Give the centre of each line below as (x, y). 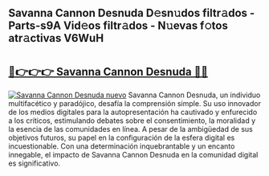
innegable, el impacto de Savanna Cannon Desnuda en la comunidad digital (133, 155)
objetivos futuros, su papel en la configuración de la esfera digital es (122, 137)
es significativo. (35, 163)
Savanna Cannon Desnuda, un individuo (194, 95)
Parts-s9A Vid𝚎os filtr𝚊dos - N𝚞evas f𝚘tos (118, 26)
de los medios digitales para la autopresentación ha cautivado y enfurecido (133, 112)
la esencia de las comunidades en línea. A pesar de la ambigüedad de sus (130, 129)
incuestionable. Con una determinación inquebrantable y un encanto (122, 146)
